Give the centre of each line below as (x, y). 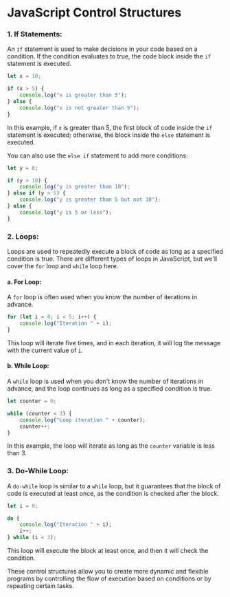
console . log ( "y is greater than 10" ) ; (75, 187)
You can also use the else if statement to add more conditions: (97, 155)
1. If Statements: (35, 34)
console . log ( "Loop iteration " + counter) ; (83, 420)
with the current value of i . (45, 350)
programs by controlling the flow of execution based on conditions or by (109, 578)
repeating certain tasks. (41, 586)
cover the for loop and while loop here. (63, 266)
